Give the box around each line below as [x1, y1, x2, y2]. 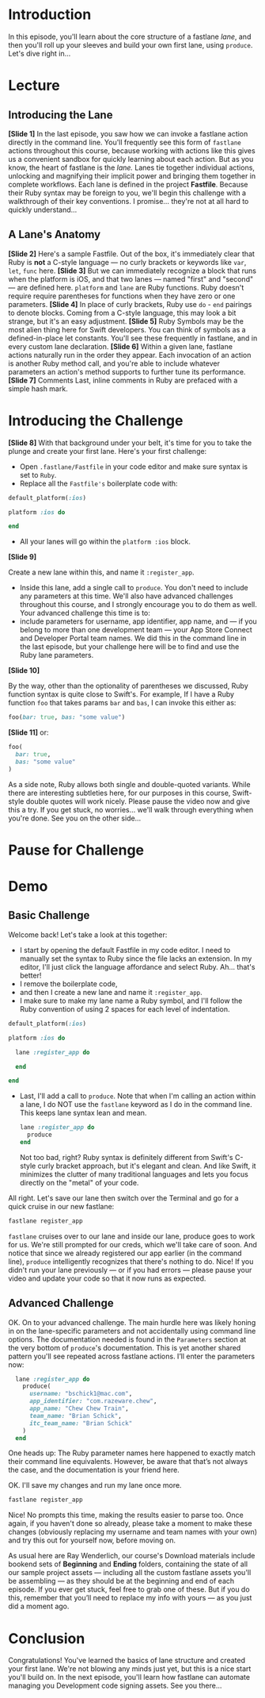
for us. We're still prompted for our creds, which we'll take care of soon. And [8, 1239, 257, 1249]
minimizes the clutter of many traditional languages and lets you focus [19, 1169, 249, 1179]
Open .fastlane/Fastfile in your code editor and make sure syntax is [19, 462, 248, 471]
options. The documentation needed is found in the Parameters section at [8, 1335, 247, 1344]
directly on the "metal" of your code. [19, 1177, 139, 1187]
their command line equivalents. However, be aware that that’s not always [8, 1457, 248, 1466]
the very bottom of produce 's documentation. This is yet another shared [8, 1343, 241, 1352]
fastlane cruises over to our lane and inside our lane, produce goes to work [8, 1231, 256, 1241]
